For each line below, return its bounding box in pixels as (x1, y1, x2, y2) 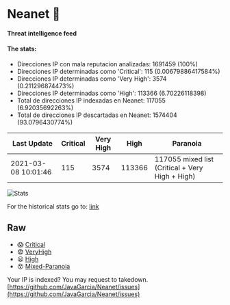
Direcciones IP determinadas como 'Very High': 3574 (16, 75, 167, 83)
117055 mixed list (154, 154, 214, 163)
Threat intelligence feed (7, 29, 77, 37)
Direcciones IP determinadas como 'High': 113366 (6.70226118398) (16, 89, 207, 97)
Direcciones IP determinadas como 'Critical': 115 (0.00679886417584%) (16, 67, 220, 75)
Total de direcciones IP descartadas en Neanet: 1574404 (16, 111, 178, 119)
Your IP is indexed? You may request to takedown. (7, 275, 149, 283)
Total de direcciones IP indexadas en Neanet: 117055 (16, 96, 166, 105)
